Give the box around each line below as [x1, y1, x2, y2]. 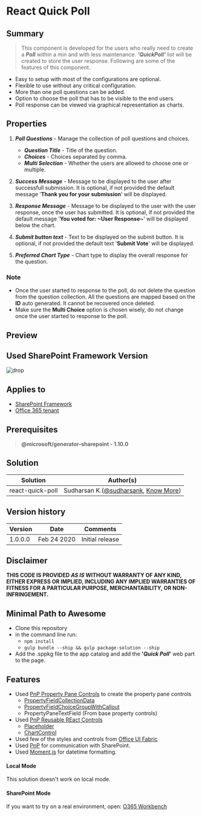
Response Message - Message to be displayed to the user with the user [15, 202, 196, 210]
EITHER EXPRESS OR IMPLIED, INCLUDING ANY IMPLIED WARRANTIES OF [6, 578, 196, 585]
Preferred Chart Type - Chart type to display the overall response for [15, 251, 189, 259]
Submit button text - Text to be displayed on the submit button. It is [15, 233, 184, 240]
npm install [24, 639, 54, 645]
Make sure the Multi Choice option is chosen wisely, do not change [15, 306, 184, 313]
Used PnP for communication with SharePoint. [15, 742, 131, 749]
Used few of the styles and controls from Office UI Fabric [15, 735, 158, 743]
